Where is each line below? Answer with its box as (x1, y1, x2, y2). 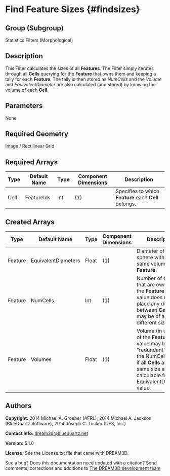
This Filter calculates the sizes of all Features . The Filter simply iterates (5, 65, 154, 71)
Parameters (5, 101, 43, 110)
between (136, 307, 158, 314)
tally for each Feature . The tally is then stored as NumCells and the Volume (5, 76, 162, 82)
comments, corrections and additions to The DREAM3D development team (5, 465, 161, 471)
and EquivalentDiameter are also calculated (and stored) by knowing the (5, 81, 156, 87)
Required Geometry (5, 130, 68, 138)
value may (136, 340, 161, 347)
